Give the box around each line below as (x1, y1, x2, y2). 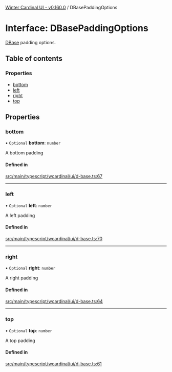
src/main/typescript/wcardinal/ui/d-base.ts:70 (5, 236, 103, 242)
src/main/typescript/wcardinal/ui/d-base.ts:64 (5, 298, 103, 304)
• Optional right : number (5, 265, 56, 271)
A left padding (5, 212, 35, 218)
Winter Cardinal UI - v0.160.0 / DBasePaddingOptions (5, 5, 118, 10)
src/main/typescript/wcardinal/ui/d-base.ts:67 (5, 173, 103, 179)
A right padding (5, 275, 38, 281)
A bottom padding (5, 150, 44, 156)
